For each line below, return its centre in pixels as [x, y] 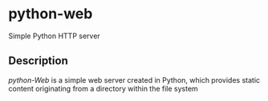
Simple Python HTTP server [54, 36]
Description [38, 61]
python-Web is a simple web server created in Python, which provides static [134, 80]
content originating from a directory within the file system [103, 88]
